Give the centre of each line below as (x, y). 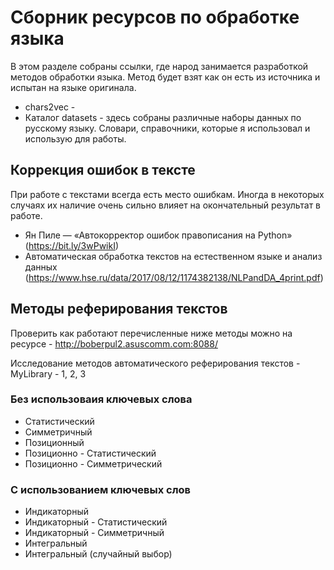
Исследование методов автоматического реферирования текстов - (155, 363)
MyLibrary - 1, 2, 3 (48, 373)
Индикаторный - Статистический (96, 522)
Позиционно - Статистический (90, 453)
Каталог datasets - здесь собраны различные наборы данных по (163, 117)
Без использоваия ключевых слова (101, 399)
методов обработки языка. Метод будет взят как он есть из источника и (165, 77)
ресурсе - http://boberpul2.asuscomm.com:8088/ (114, 343)
